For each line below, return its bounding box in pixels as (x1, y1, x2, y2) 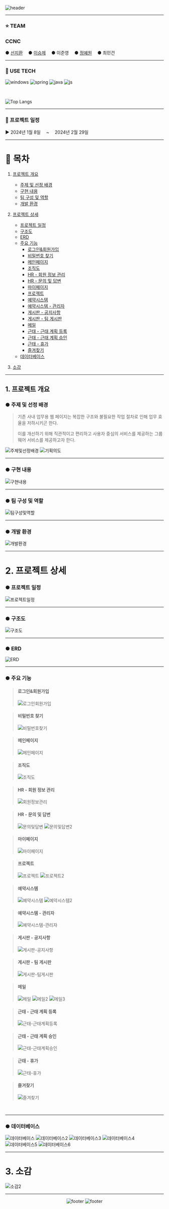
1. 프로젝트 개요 (5, 385, 50, 394)
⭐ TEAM (5, 22, 26, 29)
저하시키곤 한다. (27, 420, 58, 426)
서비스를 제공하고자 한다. (27, 437, 76, 443)
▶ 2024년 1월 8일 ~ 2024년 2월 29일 (5, 129, 89, 135)
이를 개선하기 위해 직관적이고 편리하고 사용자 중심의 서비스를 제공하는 (17, 431, 153, 437)
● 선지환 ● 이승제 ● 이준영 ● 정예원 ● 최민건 (5, 50, 115, 56)
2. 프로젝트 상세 (5, 565, 66, 577)
